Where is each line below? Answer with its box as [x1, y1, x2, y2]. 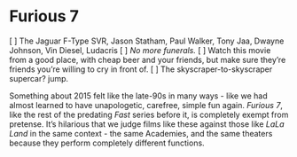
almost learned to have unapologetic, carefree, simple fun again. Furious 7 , [9, 99, 284, 110]
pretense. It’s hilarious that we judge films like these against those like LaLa [9, 118, 285, 130]
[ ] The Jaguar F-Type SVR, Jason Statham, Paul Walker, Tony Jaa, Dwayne [9, 35, 285, 46]
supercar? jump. [9, 73, 69, 83]
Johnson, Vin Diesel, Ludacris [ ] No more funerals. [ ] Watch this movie [9, 44, 271, 55]
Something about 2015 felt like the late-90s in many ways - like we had [9, 90, 268, 101]
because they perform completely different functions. [9, 137, 206, 148]
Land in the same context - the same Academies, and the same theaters [9, 128, 273, 138]
